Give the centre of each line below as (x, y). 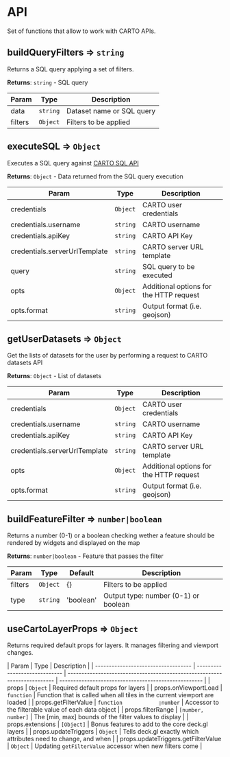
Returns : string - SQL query (48, 82)
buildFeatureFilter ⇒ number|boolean (85, 519)
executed (157, 275)
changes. (20, 652)
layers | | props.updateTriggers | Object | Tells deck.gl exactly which (103, 731)
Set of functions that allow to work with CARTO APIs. (81, 31)
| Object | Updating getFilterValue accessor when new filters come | (105, 746)
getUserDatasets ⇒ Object (64, 339)
